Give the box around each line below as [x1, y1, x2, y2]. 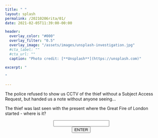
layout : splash [5, 12, 36, 16]
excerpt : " [5, 65, 27, 70]
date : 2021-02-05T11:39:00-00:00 [5, 20, 72, 26]
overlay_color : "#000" [9, 34, 55, 39]
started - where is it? [5, 110, 46, 116]
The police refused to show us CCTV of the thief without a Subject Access [5, 91, 153, 97]
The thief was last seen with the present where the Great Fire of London [5, 106, 148, 111]
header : [5, 29, 21, 34]
